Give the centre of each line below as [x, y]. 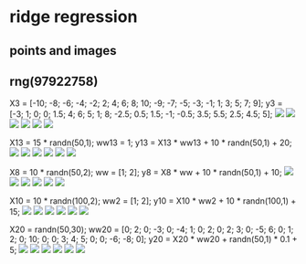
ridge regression [74, 17]
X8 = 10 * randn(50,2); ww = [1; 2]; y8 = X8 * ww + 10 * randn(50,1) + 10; [146, 173]
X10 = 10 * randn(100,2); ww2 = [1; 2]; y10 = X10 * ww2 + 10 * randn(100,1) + [153, 201]
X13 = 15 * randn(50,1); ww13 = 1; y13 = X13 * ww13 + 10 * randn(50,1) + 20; [151, 143]
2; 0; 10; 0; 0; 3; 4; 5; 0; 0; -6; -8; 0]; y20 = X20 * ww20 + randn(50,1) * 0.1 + [153, 239]
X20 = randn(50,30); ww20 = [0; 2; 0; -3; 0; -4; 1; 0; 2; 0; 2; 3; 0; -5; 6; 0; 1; [152, 229]
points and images [63, 51]
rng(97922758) [54, 81]
